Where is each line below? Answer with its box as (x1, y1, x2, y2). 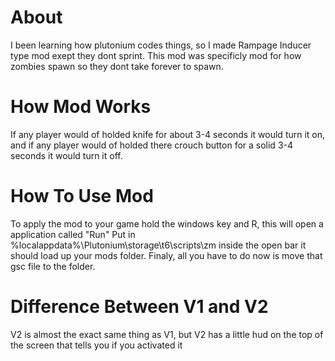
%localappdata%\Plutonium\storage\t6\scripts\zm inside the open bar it (10, 239, 307, 251)
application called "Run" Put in (10, 228, 136, 240)
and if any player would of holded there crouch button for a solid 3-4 (10, 139, 294, 151)
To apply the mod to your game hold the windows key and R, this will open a (10, 217, 324, 230)
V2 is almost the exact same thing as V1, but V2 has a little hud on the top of (10, 328, 324, 340)
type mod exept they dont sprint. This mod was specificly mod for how (10, 49, 302, 61)
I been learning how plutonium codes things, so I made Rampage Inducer (10, 39, 312, 51)
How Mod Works (10, 96, 152, 118)
